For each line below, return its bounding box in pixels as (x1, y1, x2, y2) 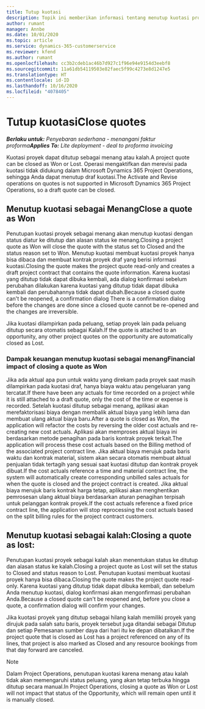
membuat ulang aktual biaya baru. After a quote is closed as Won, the (6, 415, 180, 422)
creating (6, 428, 27, 435)
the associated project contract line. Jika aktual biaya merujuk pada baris (6, 448, 190, 455)
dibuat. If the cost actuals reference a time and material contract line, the (6, 467, 188, 475)
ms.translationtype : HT (6, 72, 67, 78)
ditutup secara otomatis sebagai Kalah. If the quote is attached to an (6, 326, 177, 334)
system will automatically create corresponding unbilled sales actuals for (6, 473, 189, 481)
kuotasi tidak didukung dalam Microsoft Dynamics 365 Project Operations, (6, 167, 193, 174)
